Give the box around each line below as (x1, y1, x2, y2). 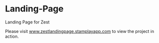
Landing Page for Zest (5, 19, 50, 25)
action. (5, 33, 19, 39)
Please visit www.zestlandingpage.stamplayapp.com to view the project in (5, 28, 155, 34)
